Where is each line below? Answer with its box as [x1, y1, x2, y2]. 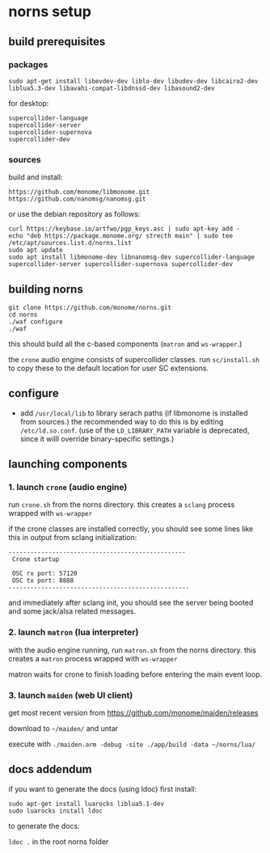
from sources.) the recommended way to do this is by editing [19, 416, 224, 426]
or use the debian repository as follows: [8, 209, 141, 219]
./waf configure [8, 318, 63, 326]
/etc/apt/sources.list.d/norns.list [8, 239, 132, 247]
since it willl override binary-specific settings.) [19, 433, 175, 443]
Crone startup [11, 555, 60, 564]
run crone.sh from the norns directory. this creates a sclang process [8, 500, 235, 509]
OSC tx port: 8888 [11, 576, 74, 585]
